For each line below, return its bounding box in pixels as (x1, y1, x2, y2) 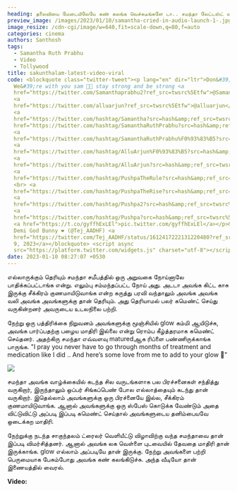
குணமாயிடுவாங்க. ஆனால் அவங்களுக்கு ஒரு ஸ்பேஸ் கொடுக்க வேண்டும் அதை (7, 401, 219, 410)
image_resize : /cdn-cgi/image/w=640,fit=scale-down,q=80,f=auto (7, 23, 200, 30)
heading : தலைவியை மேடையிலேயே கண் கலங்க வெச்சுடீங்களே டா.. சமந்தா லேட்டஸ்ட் (7, 10, 224, 18)
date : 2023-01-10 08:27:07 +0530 (7, 254, 106, 261)
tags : (7, 43, 23, 50)
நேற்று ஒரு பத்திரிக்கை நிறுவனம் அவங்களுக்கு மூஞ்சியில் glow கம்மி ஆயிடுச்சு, (7, 319, 219, 327)
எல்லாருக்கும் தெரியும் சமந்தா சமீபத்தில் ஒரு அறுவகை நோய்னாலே (7, 273, 185, 281)
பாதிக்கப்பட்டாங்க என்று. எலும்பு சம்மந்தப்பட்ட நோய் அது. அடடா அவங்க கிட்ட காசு (7, 280, 229, 289)
